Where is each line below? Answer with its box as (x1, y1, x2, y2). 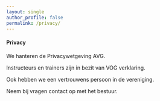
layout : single (6, 8, 45, 15)
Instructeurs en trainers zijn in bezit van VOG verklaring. (6, 64, 146, 71)
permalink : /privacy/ (6, 20, 61, 26)
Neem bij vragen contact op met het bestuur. (6, 87, 118, 94)
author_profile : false (6, 15, 63, 21)
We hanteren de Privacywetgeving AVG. (6, 52, 106, 59)
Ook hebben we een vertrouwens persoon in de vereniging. (6, 76, 155, 83)
